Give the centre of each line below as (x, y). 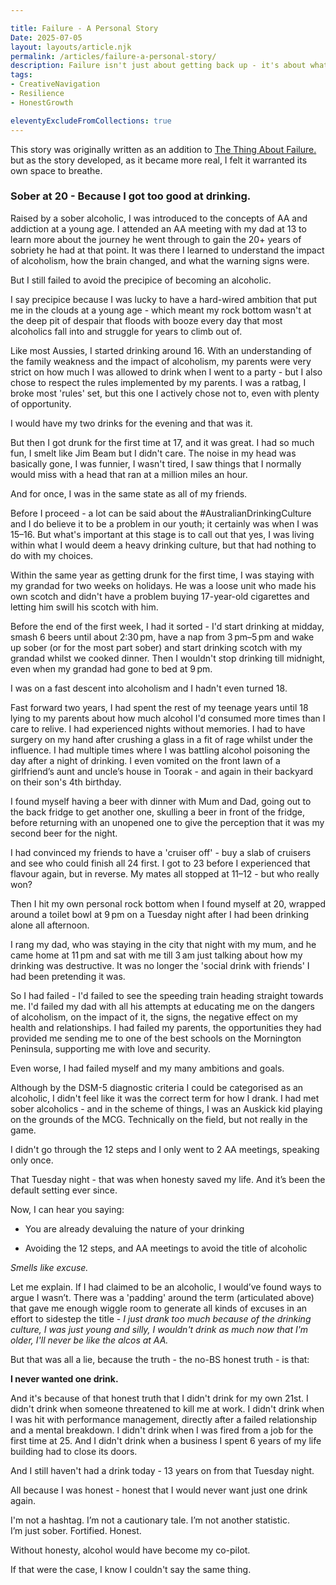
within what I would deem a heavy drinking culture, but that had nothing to (163, 545)
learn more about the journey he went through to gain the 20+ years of (156, 239)
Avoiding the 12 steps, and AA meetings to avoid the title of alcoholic (166, 1248)
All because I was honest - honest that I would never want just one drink (159, 1490)
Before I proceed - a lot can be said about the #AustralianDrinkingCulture (161, 513)
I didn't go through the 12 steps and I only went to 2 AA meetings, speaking (165, 1149)
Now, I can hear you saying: (67, 1209)
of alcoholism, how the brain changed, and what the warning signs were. (160, 260)
